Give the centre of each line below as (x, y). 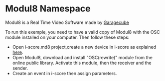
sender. (20, 68)
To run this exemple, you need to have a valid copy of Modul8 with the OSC (83, 32)
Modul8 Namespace (48, 9)
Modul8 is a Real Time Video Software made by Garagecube (67, 22)
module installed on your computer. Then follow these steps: (67, 37)
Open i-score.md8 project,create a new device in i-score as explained (84, 47)
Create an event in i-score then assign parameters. (65, 73)
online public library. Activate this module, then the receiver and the (82, 63)
